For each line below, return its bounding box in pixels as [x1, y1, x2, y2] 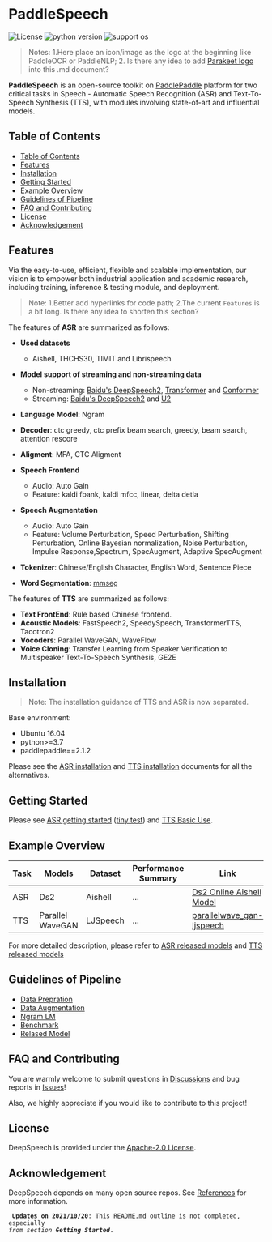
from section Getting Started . [8, 1227, 114, 1235]
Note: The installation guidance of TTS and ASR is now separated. [28, 698, 249, 707]
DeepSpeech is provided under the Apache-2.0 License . [8, 1143, 197, 1153]
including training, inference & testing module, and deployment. [8, 282, 220, 292]
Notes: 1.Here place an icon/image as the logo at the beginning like [28, 47, 252, 57]
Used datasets [19, 338, 70, 348]
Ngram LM [19, 1011, 56, 1021]
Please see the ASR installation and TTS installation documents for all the [8, 762, 253, 771]
